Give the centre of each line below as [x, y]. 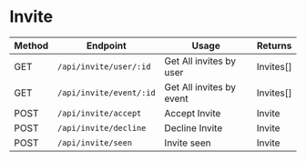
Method [31, 45]
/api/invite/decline [102, 128]
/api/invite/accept [100, 113]
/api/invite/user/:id [104, 66]
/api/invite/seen [95, 142]
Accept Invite [193, 113]
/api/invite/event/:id [107, 92]
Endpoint [107, 45]
